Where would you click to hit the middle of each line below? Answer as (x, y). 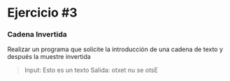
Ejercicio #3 (43, 13)
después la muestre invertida (49, 57)
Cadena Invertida (37, 35)
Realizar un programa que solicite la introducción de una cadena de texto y (115, 49)
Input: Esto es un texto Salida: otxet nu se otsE (91, 70)
